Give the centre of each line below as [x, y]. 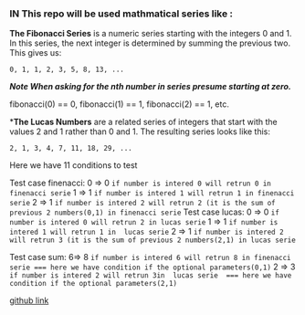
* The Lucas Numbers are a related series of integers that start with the [143, 122]
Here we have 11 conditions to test [74, 165]
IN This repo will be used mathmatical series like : [121, 14]
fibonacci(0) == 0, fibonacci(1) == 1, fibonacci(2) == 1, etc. [120, 104]
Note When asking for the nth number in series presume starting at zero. [151, 87]
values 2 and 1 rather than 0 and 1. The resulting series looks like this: [140, 131]
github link [29, 300]
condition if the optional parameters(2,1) [94, 284]
